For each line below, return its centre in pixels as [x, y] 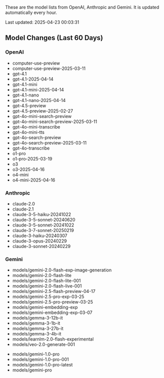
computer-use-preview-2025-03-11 [49, 68]
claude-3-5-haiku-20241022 [42, 214]
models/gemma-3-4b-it [37, 334]
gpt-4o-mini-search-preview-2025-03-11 [55, 121]
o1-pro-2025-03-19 [32, 158]
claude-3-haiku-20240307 [40, 235]
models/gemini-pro [32, 370]
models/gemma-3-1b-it [36, 323]
